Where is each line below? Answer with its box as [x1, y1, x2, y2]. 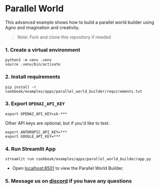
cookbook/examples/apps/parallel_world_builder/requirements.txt [5, 89, 142, 94]
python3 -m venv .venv [5, 58, 52, 63]
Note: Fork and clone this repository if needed [17, 34, 111, 40]
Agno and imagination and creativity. [5, 24, 80, 30]
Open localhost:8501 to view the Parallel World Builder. [12, 165, 124, 171]
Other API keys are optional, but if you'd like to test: [5, 120, 110, 126]
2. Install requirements [5, 74, 61, 80]
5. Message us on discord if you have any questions [5, 178, 132, 185]
